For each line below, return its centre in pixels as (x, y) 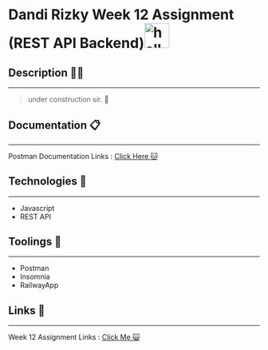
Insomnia (35, 276)
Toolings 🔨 (35, 242)
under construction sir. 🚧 (68, 99)
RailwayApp (39, 285)
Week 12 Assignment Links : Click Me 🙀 (74, 337)
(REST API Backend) (77, 44)
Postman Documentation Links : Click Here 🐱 (83, 156)
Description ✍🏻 (46, 72)
